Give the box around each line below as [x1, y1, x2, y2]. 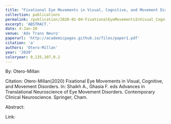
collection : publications [5, 12, 60, 17]
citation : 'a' [5, 40, 36, 46]
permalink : [5, 17, 28, 22]
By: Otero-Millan [5, 68, 40, 74]
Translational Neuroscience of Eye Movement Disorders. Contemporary [5, 89, 155, 95]
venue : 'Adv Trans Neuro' [5, 31, 60, 36]
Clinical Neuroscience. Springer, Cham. [5, 94, 88, 100]
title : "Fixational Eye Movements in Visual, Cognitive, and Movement [5, 7, 158, 13]
